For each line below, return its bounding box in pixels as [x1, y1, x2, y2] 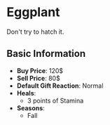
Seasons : [16, 103, 45, 112]
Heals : [16, 88, 36, 97]
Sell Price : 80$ [16, 74, 60, 82]
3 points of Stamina [27, 96, 84, 105]
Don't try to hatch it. [6, 27, 64, 36]
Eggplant [6, 4, 60, 20]
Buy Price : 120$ [16, 66, 64, 74]
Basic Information [6, 48, 86, 60]
